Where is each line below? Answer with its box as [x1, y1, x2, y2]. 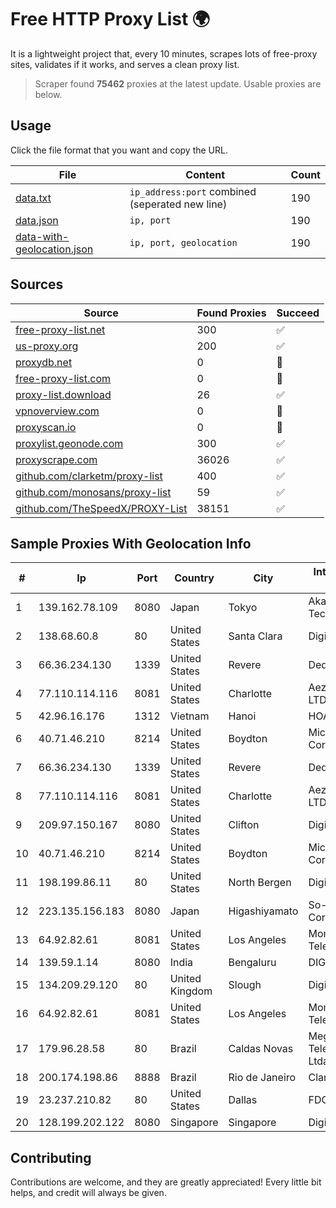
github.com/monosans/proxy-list [15, 485, 172, 499]
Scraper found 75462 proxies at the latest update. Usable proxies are [34, 77, 322, 90]
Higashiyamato [228, 904, 299, 918]
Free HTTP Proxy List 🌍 [10, 8, 211, 31]
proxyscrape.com [15, 452, 98, 466]
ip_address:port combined [129, 184, 257, 198]
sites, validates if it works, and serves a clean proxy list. [10, 58, 240, 70]
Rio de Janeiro [228, 1071, 297, 1085]
